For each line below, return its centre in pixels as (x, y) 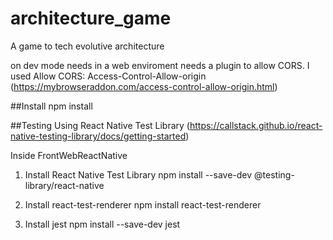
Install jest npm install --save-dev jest (102, 224)
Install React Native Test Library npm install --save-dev (138, 174)
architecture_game (91, 18)
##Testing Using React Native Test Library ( (100, 125)
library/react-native (64, 185)
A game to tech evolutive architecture (87, 46)
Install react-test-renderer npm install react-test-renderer (143, 204)
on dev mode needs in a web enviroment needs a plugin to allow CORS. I (160, 65)
